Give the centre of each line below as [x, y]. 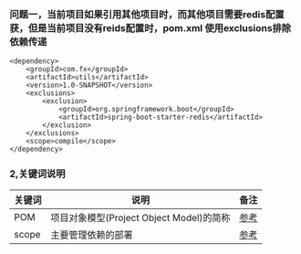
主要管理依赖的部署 [92, 235]
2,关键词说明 [37, 174]
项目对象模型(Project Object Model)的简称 [140, 217]
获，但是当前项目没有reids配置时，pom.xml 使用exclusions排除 [150, 27]
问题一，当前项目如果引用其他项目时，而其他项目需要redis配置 [147, 14]
